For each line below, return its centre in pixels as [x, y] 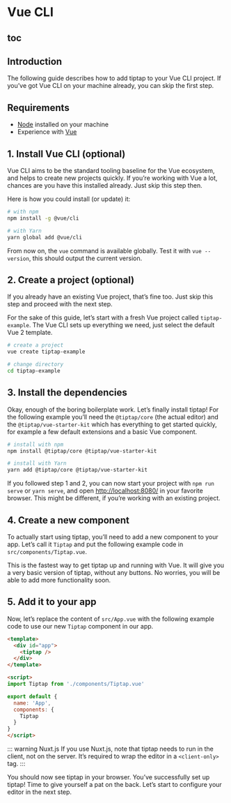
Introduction [35, 61]
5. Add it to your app [52, 602]
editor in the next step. [39, 792]
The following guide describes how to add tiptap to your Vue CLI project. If [114, 78]
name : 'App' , [32, 703]
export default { [32, 696]
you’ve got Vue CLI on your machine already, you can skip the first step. [111, 86]
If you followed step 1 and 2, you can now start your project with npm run [111, 483]
